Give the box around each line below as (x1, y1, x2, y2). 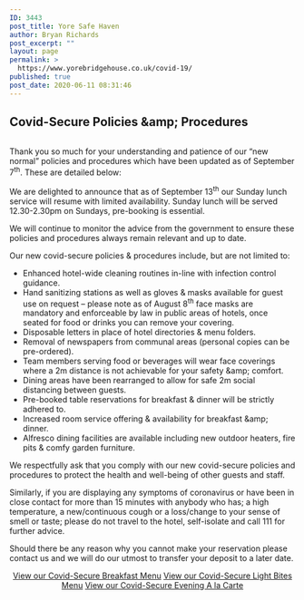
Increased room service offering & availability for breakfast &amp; (22, 413, 269, 424)
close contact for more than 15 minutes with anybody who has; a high (9, 497, 270, 508)
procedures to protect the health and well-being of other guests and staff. (9, 469, 286, 480)
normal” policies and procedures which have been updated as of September (9, 156, 295, 167)
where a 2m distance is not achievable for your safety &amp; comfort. (22, 365, 284, 376)
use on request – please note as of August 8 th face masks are (22, 296, 254, 309)
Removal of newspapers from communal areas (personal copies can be (22, 336, 290, 347)
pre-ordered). (22, 346, 74, 357)
